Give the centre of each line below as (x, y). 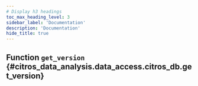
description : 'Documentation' (43, 28)
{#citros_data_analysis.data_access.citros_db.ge (99, 66)
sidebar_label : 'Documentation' (46, 22)
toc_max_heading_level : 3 (38, 17)
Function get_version (46, 57)
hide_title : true (27, 34)
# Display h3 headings (34, 11)
